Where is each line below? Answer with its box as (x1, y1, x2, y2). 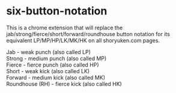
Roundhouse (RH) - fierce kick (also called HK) (6, 80, 122, 88)
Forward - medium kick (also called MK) (6, 74, 105, 81)
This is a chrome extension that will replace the (6, 24, 123, 31)
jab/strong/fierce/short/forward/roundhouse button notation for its (6, 30, 170, 37)
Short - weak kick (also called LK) (6, 67, 90, 74)
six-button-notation (6, 4, 108, 18)
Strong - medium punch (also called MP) (6, 55, 107, 62)
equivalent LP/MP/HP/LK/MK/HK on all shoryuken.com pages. (6, 37, 160, 44)
